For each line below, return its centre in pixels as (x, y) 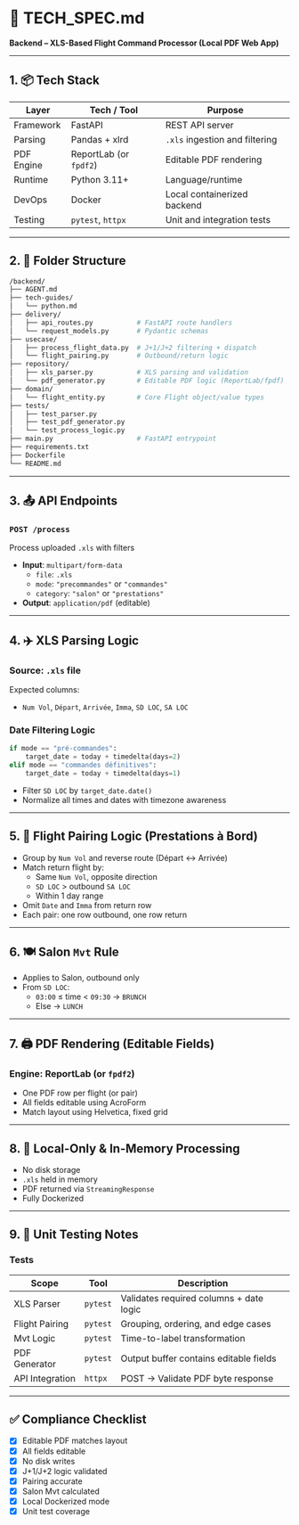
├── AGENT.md (33, 290)
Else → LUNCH (59, 1006)
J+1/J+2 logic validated (65, 1471)
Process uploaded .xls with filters (72, 548)
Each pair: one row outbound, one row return (105, 914)
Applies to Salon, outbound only (81, 978)
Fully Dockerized (53, 1198)
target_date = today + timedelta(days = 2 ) (103, 757)
